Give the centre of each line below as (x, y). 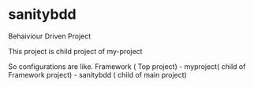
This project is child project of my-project (75, 51)
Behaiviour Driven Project (50, 36)
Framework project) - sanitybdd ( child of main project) (97, 74)
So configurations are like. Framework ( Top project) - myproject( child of (127, 66)
